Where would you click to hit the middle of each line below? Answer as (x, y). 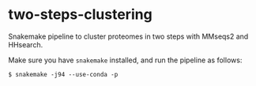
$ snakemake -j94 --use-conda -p (63, 74)
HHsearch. (26, 44)
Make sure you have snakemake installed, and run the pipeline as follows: (125, 60)
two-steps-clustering (80, 15)
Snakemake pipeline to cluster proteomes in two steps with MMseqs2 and (128, 36)
